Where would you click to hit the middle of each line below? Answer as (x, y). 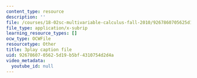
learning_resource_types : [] (42, 33)
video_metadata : (26, 60)
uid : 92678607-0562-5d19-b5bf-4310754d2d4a (60, 55)
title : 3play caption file (39, 50)
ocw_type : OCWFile (28, 39)
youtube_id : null (33, 66)
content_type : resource (35, 11)
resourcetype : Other (31, 45)
